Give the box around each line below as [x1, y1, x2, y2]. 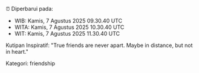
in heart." [5, 48, 28, 55]
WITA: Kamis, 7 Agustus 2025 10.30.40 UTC [14, 24, 125, 31]
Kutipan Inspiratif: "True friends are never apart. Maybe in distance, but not [5, 42, 193, 49]
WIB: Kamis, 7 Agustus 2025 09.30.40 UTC [14, 17, 122, 24]
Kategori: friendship [5, 60, 56, 67]
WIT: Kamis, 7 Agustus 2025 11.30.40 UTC [14, 30, 120, 37]
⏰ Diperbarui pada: [5, 5, 54, 12]
